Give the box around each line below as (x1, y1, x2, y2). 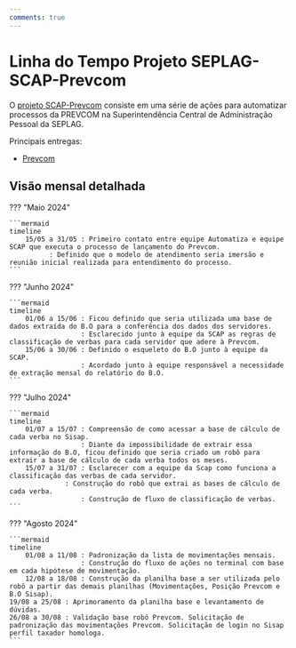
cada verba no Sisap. (9, 433, 90, 442)
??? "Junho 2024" (9, 282, 75, 292)
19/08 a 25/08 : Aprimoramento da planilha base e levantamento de (9, 597, 265, 607)
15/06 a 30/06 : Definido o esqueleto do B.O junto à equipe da (25, 346, 268, 355)
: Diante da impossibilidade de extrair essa (80, 441, 252, 450)
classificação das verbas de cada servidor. (9, 472, 177, 481)
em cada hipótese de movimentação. (9, 566, 141, 576)
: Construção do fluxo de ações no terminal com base (80, 559, 284, 568)
